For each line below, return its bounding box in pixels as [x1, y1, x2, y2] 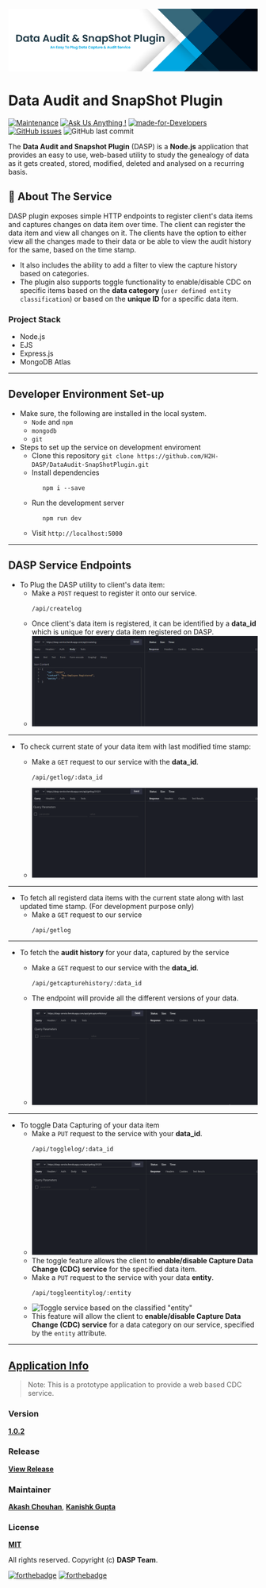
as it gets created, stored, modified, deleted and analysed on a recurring [8, 158, 245, 168]
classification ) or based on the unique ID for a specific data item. [19, 294, 239, 303]
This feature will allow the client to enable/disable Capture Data [31, 1312, 241, 1321]
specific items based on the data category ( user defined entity [19, 285, 231, 295]
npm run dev [42, 514, 82, 522]
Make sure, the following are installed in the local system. [19, 408, 207, 418]
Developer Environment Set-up [8, 387, 165, 401]
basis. [8, 167, 28, 176]
